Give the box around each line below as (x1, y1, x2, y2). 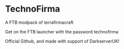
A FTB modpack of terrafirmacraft (5, 19, 74, 25)
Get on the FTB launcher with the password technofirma (5, 29, 119, 34)
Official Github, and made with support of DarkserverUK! (5, 38, 120, 44)
